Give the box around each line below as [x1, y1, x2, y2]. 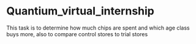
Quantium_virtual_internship [6, 4, 155, 18]
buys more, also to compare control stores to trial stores [6, 30, 148, 37]
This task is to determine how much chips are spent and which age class [6, 24, 190, 31]
